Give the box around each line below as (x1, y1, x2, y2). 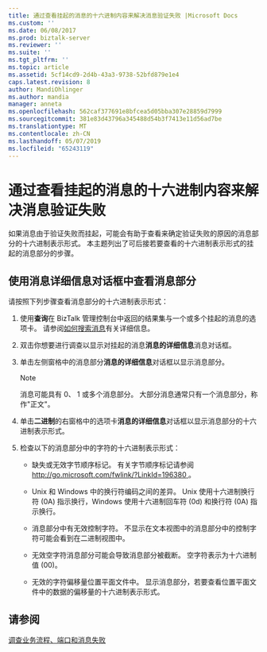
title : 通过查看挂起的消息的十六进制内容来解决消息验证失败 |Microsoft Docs (8, 11, 238, 20)
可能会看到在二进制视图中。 (38, 534, 130, 543)
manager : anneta (8, 100, 62, 108)
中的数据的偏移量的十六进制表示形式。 (38, 587, 164, 596)
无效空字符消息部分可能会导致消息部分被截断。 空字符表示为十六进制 (31, 550, 257, 560)
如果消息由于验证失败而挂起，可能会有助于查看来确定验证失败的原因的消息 (8, 229, 252, 238)
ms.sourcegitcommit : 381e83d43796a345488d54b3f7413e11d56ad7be (8, 115, 222, 123)
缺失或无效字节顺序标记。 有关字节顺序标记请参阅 (31, 460, 195, 469)
